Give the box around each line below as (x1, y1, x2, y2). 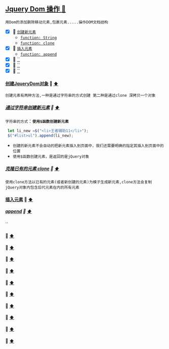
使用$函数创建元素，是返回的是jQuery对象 (12, 154, 90, 159)
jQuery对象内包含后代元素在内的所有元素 (5, 185, 80, 190)
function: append (20, 51, 57, 57)
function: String (20, 35, 57, 40)
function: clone (20, 40, 55, 46)
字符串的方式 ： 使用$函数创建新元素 (5, 118, 69, 124)
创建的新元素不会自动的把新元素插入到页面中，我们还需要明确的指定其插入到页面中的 (12, 143, 164, 149)
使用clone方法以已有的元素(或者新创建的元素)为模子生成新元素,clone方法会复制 (5, 180, 152, 185)
